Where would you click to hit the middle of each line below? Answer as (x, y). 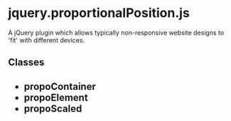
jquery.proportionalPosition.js (99, 13)
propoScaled (53, 109)
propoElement (56, 97)
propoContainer (60, 86)
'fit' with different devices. (46, 40)
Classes (26, 63)
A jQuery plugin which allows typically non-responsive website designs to (116, 33)
